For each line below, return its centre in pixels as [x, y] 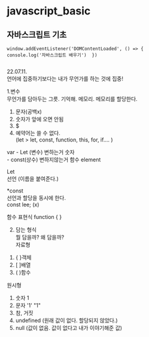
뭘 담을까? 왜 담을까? [40, 237]
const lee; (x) [23, 204]
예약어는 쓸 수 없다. [38, 133]
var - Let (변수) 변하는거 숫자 [41, 152]
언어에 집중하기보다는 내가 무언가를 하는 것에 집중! [65, 79]
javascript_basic [49, 11]
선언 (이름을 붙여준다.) [33, 179]
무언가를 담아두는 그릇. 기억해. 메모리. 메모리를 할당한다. [72, 99]
